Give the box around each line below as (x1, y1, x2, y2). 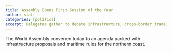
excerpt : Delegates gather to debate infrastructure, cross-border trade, (5, 21, 168, 27)
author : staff (5, 12, 36, 17)
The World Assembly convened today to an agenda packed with (5, 36, 141, 42)
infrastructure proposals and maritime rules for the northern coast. (5, 41, 146, 47)
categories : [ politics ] (5, 17, 56, 22)
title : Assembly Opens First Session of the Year (5, 7, 114, 13)
